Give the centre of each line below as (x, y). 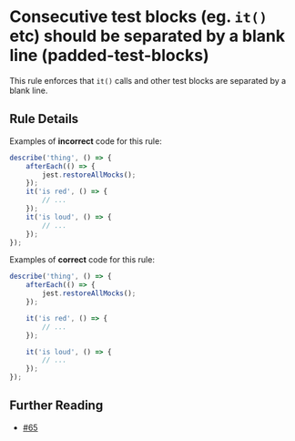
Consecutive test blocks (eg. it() (138, 17)
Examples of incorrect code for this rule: (86, 141)
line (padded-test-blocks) (109, 56)
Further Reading (56, 406)
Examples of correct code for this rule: (82, 260)
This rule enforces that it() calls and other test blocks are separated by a (148, 80)
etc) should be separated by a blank (147, 36)
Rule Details (44, 119)
